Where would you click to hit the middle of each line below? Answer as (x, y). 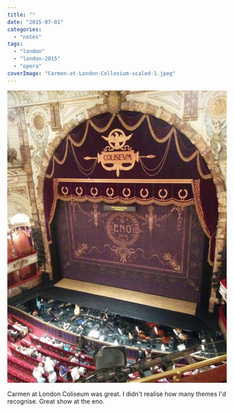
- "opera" (28, 66)
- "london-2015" (37, 59)
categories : (24, 29)
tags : (15, 44)
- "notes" (28, 37)
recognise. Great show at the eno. (56, 401)
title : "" (22, 15)
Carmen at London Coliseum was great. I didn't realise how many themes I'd (117, 394)
